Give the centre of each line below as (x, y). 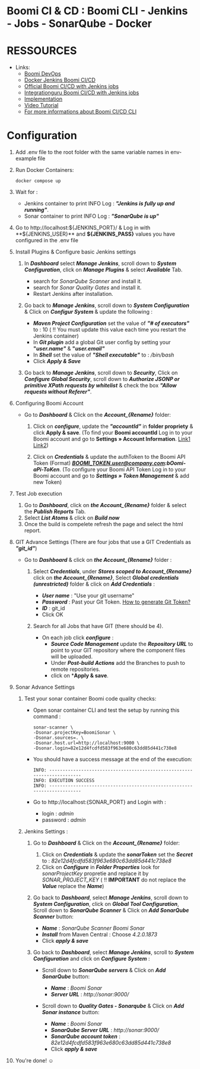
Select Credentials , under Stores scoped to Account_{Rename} (112, 571)
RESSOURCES (42, 51)
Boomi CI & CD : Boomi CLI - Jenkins (97, 11)
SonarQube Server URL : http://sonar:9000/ (105, 1030)
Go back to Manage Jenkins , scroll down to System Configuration (107, 305)
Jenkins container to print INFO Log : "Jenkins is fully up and (99, 204)
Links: (23, 67)
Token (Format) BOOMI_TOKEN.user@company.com (99, 463)
